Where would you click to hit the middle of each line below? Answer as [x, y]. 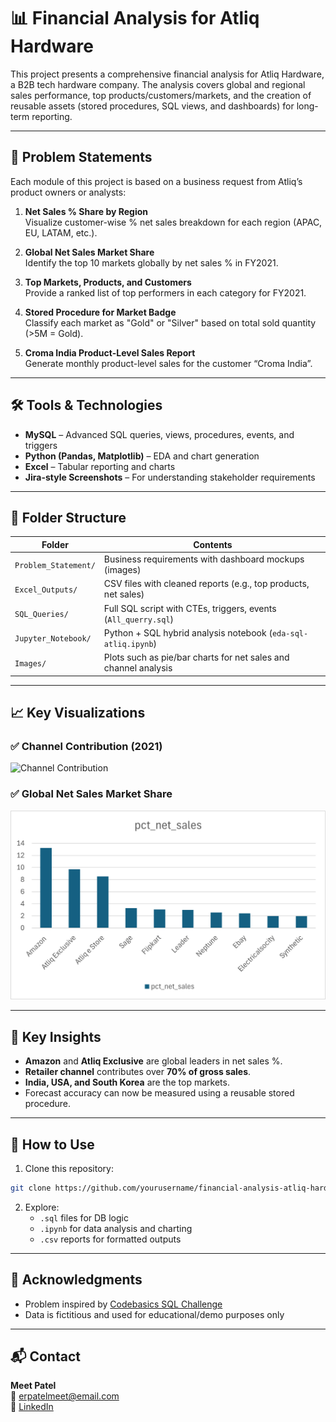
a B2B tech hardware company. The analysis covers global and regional [158, 84]
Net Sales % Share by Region [86, 211]
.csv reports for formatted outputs [110, 1239]
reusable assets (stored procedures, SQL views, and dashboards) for [152, 106]
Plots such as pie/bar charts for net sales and [196, 657]
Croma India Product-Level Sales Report [110, 352]
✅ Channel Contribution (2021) [86, 746]
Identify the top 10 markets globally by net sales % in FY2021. [151, 262]
